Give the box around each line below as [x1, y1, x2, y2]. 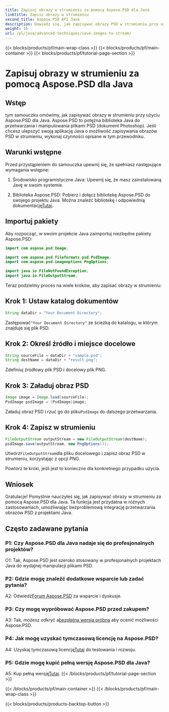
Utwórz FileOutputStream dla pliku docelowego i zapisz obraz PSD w [5, 450, 146, 456]
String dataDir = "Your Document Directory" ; [5, 310, 102, 316]
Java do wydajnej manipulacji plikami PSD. [5, 563, 94, 569]
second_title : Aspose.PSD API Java [5, 17, 80, 22]
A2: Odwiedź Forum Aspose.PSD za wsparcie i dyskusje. [5, 593, 122, 599]
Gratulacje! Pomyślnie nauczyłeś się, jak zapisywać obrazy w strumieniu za [5, 493, 161, 500]
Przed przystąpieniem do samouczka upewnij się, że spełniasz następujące [5, 161, 162, 167]
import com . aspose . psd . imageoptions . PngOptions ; [5, 260, 109, 265]
